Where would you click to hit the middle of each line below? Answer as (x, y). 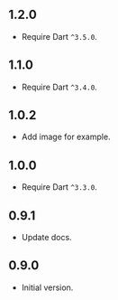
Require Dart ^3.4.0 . (59, 87)
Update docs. (47, 238)
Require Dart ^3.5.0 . (59, 36)
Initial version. (47, 287)
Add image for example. (66, 137)
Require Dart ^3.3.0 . (59, 187)
